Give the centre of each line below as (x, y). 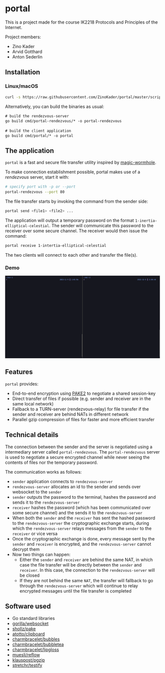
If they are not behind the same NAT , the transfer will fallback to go (86, 580)
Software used (28, 606)
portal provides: (22, 384)
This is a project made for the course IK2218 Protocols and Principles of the (82, 22)
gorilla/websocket (30, 623)
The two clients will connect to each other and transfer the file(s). (71, 255)
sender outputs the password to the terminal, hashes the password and (84, 497)
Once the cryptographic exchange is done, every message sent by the (83, 538)
